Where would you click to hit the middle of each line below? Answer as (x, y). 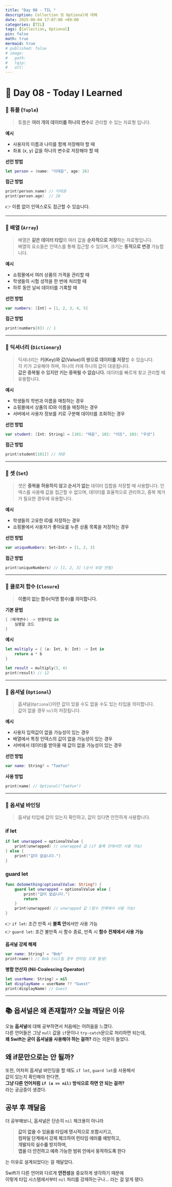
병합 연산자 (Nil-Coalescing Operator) (45, 969)
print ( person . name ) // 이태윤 (36, 191)
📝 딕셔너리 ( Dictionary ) (33, 347)
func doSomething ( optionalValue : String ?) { (53, 884)
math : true (17, 39)
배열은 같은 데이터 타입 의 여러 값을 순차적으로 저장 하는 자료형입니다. (85, 240)
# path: (16, 58)
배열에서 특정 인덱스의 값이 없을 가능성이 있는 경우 (62, 738)
